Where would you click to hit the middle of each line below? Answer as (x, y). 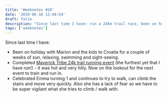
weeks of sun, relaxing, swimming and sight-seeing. (66, 57)
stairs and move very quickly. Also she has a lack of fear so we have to (85, 84)
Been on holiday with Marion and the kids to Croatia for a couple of (81, 52)
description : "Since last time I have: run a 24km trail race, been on (81, 24)
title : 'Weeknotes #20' (30, 10)
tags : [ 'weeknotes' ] (27, 28)
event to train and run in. (38, 73)
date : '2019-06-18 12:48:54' (35, 14)
